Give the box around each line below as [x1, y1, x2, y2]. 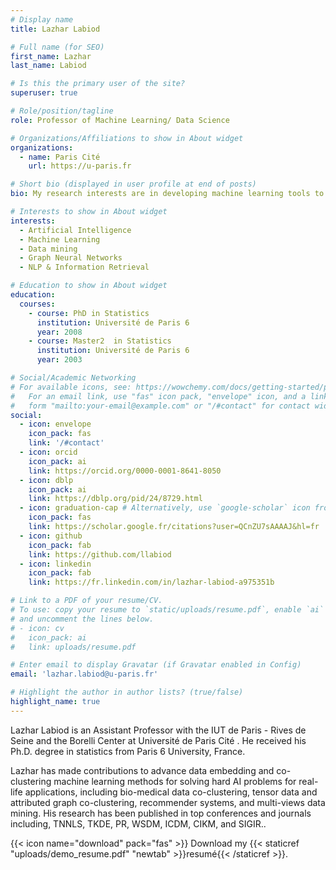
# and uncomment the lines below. [10, 614, 155, 624]
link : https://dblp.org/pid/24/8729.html [28, 494, 203, 504]
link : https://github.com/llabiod [28, 549, 172, 560]
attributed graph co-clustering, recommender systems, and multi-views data [10, 796, 326, 808]
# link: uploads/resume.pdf [10, 642, 137, 652]
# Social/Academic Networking [10, 373, 137, 383]
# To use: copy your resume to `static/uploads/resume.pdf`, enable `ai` [10, 605, 325, 615]
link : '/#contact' [28, 438, 105, 448]
